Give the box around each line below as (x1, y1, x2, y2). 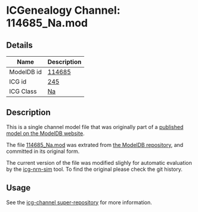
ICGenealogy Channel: (6, 4, 120, 17)
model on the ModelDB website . (6, 130, 85, 137)
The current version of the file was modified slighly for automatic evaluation (6, 159, 193, 166)
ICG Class (9, 87, 37, 96)
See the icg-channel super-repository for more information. (6, 198, 152, 206)
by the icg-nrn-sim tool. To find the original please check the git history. (6, 165, 183, 173)
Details (6, 40, 33, 50)
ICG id (9, 78, 27, 85)
